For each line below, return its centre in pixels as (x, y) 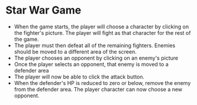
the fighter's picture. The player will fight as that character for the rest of (102, 32)
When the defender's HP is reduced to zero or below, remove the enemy (102, 83)
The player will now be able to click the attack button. (79, 77)
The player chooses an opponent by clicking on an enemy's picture (96, 58)
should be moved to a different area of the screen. (75, 51)
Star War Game (43, 10)
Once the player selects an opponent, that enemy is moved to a (91, 64)
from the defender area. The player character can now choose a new (98, 89)
